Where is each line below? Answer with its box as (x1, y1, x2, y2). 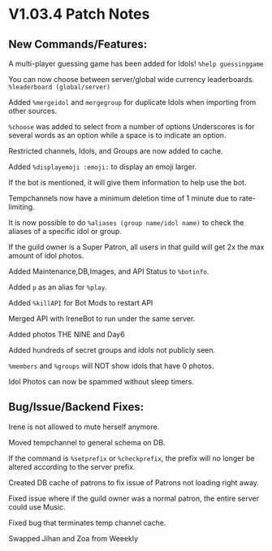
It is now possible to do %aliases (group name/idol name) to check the (8, 218, 244, 228)
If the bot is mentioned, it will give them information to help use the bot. (8, 178, 247, 187)
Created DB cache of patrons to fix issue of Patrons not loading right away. (8, 477, 260, 488)
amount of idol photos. (8, 251, 84, 260)
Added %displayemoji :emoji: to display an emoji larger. (8, 162, 197, 171)
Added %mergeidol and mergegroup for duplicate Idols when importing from (8, 98, 257, 106)
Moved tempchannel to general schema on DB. (8, 437, 166, 447)
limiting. (8, 202, 35, 211)
